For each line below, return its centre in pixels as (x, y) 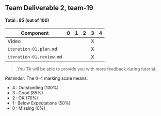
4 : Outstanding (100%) (35, 87)
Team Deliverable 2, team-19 (49, 8)
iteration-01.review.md (35, 57)
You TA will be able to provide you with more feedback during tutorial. (87, 69)
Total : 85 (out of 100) (27, 20)
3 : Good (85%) (28, 93)
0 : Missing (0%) (29, 108)
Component (35, 33)
